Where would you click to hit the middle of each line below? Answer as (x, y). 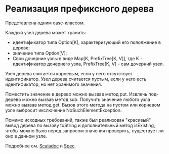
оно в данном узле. (26, 136)
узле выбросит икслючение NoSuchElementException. (64, 110)
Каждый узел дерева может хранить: (46, 32)
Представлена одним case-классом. (45, 23)
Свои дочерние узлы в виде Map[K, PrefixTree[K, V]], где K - (77, 58)
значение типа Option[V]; (40, 53)
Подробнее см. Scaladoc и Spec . (41, 146)
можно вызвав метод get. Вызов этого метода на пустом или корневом (83, 105)
